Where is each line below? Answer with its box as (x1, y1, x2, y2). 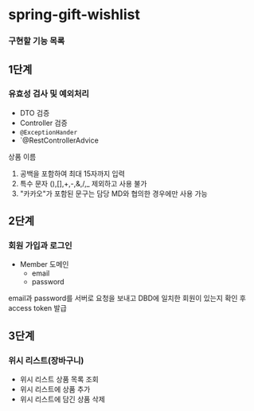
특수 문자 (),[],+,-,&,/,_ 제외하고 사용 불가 (19, 178, 147, 188)
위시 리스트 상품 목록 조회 (19, 374, 100, 384)
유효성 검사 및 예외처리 (8, 88, 90, 100)
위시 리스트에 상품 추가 (19, 385, 91, 394)
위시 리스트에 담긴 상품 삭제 (19, 394, 106, 404)
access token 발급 (8, 303, 68, 313)
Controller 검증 (19, 118, 68, 127)
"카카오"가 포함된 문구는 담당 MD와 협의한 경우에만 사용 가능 (19, 189, 209, 198)
